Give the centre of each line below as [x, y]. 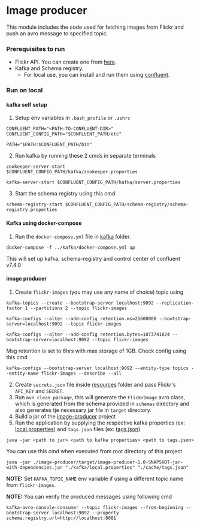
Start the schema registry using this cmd [65, 194]
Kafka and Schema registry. [49, 68]
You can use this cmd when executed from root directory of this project [94, 451]
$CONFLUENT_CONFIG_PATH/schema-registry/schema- [127, 204]
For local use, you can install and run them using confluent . [97, 75]
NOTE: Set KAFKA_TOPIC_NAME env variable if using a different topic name [95, 478]
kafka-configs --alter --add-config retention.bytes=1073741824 [88, 334]
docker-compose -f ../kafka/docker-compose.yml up [71, 247]
